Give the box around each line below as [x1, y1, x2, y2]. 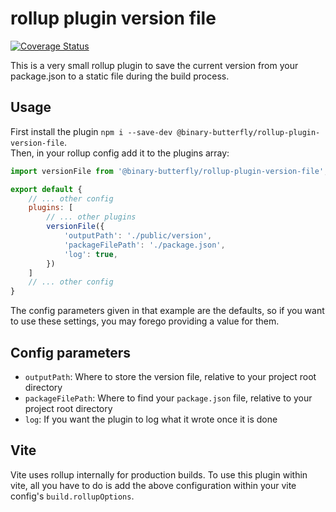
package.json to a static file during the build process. [10, 70, 230, 82]
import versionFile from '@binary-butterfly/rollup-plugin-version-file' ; [10, 166, 329, 176]
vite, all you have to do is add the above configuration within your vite [10, 479, 297, 491]
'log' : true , [63, 249, 118, 259]
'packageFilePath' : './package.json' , [63, 240, 226, 250]
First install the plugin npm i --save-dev [10, 125, 173, 137]
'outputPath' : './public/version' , [63, 231, 213, 241]
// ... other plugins [46, 212, 137, 222]
